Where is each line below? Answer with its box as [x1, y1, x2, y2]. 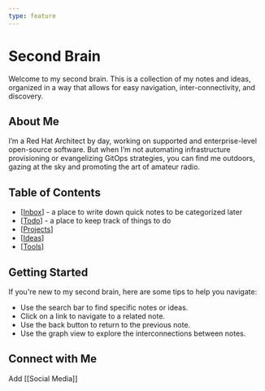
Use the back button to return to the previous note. [20, 320, 191, 329]
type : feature [8, 11, 57, 20]
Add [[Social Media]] [8, 373, 78, 383]
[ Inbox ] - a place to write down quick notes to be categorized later [20, 207, 242, 217]
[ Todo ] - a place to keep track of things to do [20, 216, 172, 226]
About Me [8, 115, 59, 128]
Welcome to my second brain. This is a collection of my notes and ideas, [8, 74, 251, 84]
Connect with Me [8, 352, 98, 366]
